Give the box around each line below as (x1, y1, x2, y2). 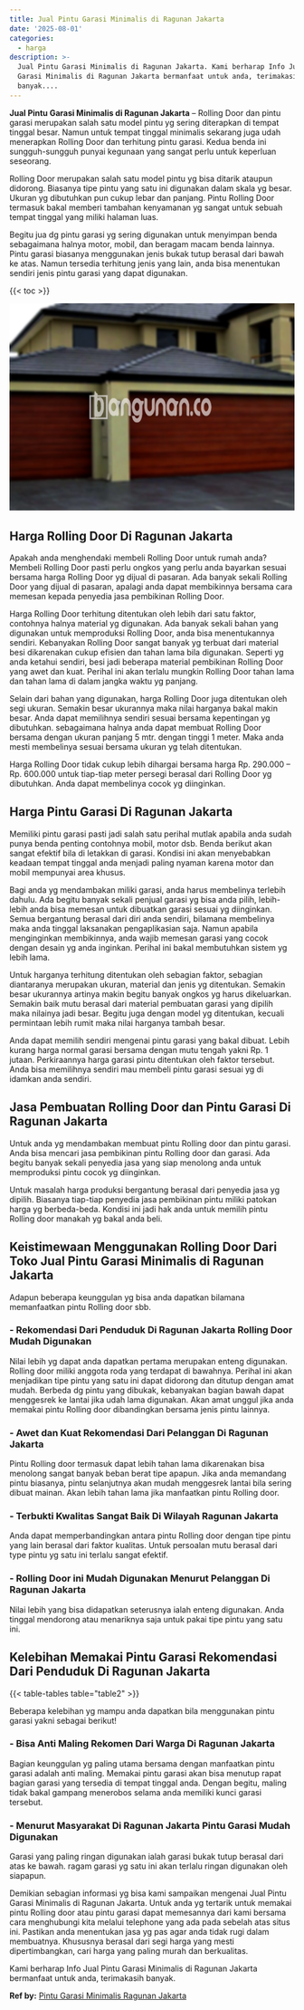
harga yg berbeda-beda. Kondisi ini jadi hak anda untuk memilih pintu (9, 1203, 269, 1214)
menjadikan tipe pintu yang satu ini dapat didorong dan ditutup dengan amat (9, 1374, 294, 1385)
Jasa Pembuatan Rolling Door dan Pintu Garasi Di (9, 1100, 291, 1115)
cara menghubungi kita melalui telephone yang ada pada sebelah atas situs (9, 1917, 291, 1928)
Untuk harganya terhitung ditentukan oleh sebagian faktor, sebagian (9, 969, 263, 980)
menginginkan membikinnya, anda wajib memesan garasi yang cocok (9, 933, 269, 943)
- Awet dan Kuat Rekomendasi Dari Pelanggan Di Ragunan (9, 1426, 269, 1439)
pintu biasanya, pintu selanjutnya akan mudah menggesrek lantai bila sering (9, 1478, 292, 1488)
